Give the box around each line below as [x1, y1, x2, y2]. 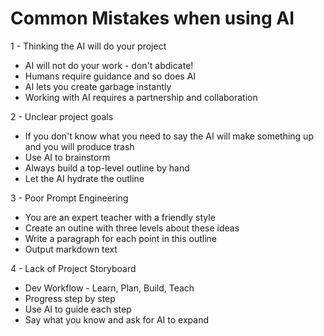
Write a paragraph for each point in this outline [24, 232, 217, 244]
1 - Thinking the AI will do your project [10, 40, 167, 52]
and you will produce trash [24, 140, 135, 152]
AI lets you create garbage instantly [24, 80, 172, 92]
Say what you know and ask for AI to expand [24, 313, 209, 326]
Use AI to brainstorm [24, 151, 111, 163]
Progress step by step [24, 292, 116, 304]
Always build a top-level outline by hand [24, 162, 190, 174]
